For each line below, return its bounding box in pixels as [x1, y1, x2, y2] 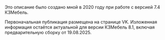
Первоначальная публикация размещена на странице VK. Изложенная [5, 19, 157, 25]
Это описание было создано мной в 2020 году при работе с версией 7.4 [5, 4, 160, 10]
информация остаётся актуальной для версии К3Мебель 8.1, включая [5, 24, 155, 30]
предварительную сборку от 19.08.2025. [5, 30, 92, 35]
